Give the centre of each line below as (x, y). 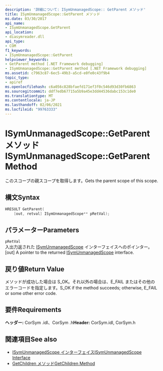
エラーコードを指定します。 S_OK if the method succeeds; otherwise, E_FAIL (81, 288)
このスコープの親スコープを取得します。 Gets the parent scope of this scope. (81, 181)
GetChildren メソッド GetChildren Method (54, 363)
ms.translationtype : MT (29, 96)
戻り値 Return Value (35, 269)
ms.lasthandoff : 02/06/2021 (34, 105)
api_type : (15, 41)
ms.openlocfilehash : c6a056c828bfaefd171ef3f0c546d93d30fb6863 (71, 87)
